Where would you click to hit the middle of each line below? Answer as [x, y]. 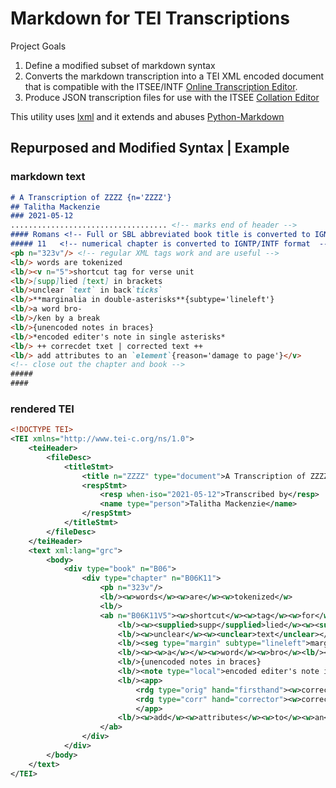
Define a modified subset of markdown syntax [120, 65]
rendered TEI [42, 409]
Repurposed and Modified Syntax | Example [150, 148]
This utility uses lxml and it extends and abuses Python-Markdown [147, 116]
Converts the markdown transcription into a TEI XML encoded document [174, 76]
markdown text [48, 177]
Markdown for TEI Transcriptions [150, 18]
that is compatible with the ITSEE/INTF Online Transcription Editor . [161, 86]
